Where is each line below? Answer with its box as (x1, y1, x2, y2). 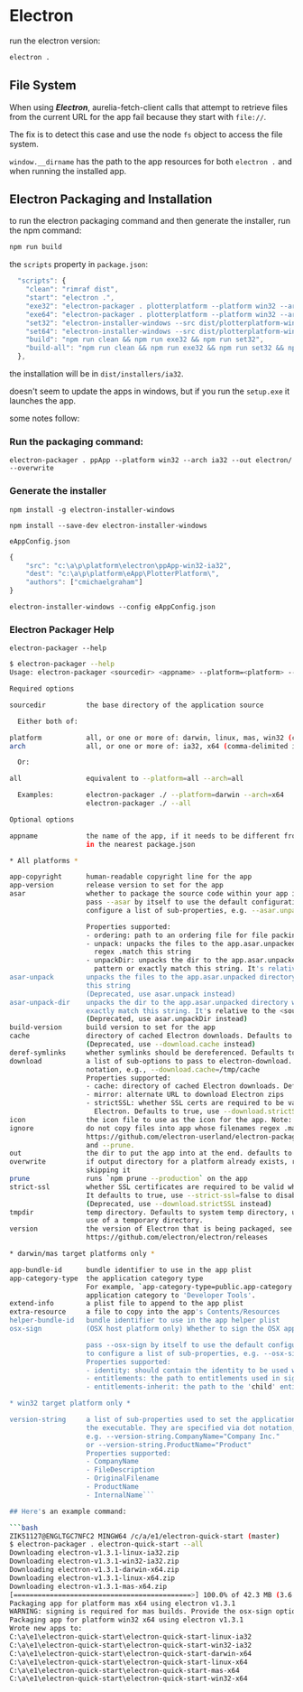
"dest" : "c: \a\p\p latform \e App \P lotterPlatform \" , (25, 570, 220, 579)
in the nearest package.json (86, 840, 196, 849)
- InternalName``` (86, 1491, 155, 1500)
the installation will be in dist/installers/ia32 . (9, 368, 184, 379)
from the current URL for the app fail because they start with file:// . (9, 111, 267, 122)
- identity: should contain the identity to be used (86, 1365, 289, 1375)
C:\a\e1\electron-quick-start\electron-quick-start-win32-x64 (9, 1674, 248, 1684)
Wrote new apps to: (9, 1624, 83, 1633)
